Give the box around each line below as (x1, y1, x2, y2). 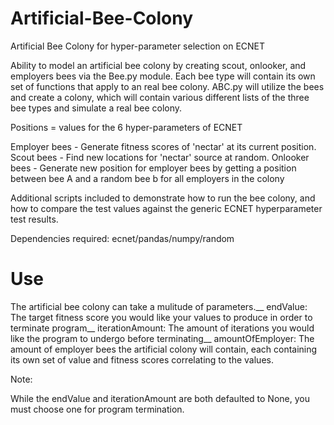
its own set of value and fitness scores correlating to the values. (10, 353, 274, 366)
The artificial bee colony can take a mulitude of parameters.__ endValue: (10, 300, 308, 312)
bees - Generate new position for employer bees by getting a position (10, 162, 297, 174)
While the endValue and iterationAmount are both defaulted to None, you (10, 392, 310, 404)
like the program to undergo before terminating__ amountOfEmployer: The (10, 332, 315, 344)
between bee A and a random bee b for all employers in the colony (10, 172, 285, 184)
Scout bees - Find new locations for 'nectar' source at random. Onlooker (10, 151, 310, 163)
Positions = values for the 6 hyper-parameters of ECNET (10, 121, 243, 133)
